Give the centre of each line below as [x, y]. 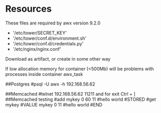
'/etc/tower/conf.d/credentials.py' [48, 43]
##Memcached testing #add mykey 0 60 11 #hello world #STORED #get [81, 99]
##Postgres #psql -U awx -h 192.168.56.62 [50, 84]
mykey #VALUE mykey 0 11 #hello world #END [54, 104]
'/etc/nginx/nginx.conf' [37, 49]
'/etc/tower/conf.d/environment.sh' [50, 38]
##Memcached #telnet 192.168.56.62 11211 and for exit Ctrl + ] [70, 94]
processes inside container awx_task [44, 74]
